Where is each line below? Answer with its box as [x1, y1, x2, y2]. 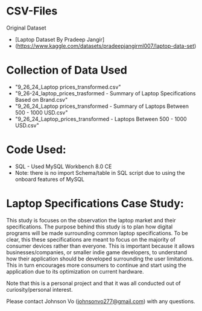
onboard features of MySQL [14, 175, 84, 183]
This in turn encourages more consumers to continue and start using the [6, 261, 187, 269]
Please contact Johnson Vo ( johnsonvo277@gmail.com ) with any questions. [6, 297, 195, 305]
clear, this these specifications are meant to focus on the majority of [6, 236, 176, 243]
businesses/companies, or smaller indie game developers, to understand [6, 248, 188, 256]
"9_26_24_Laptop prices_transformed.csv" [14, 83, 121, 90]
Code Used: [6, 143, 66, 157]
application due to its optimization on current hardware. [6, 268, 144, 275]
